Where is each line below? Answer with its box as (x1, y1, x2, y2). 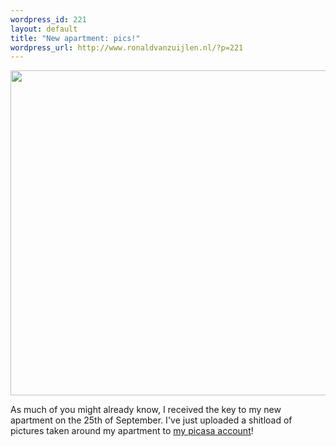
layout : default (10, 24, 78, 34)
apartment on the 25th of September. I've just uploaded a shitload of (10, 414, 293, 426)
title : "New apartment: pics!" (10, 33, 141, 43)
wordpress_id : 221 (10, 14, 87, 25)
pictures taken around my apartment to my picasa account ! (10, 425, 254, 437)
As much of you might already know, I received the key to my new (10, 404, 282, 416)
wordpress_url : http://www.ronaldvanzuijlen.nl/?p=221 (10, 42, 244, 53)
